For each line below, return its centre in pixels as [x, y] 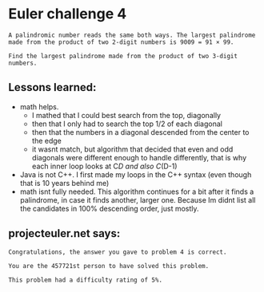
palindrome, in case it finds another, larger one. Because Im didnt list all [138, 199]
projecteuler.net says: [64, 233]
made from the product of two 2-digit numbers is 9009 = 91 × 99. [121, 42]
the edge [47, 140]
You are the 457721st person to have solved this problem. [109, 266]
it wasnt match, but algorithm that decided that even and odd [132, 149]
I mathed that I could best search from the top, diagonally [126, 115]
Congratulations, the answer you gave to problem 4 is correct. [118, 252]
